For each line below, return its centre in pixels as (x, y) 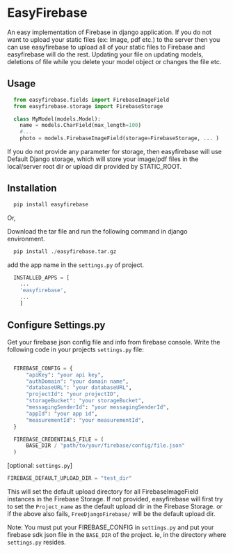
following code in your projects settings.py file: (76, 349)
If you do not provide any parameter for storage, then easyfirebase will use (115, 152)
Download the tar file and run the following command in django (97, 231)
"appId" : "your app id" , (62, 414)
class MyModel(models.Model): (57, 119)
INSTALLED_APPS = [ (42, 278)
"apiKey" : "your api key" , (65, 374)
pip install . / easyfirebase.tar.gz (65, 251)
